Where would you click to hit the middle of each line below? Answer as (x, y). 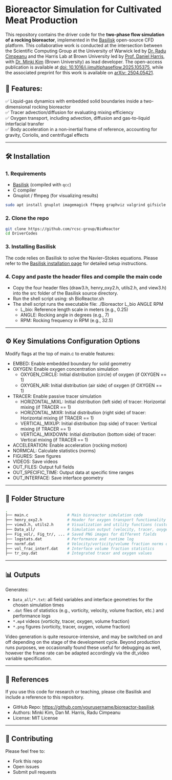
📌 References (27, 679)
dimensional (18, 107)
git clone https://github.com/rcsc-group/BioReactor (63, 229)
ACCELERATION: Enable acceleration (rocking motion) (70, 445)
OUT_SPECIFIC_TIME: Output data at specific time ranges (73, 472)
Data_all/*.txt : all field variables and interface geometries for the (83, 600)
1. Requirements (26, 174)
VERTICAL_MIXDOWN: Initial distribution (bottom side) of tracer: (88, 434)
